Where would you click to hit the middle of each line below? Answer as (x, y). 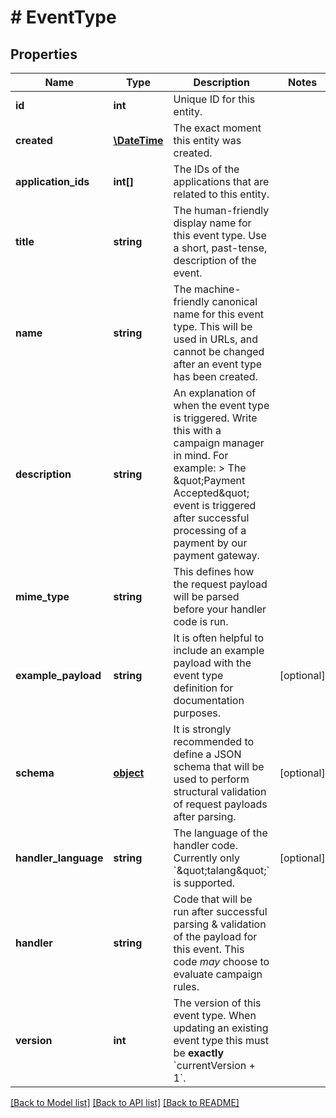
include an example (219, 650)
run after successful (220, 911)
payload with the (212, 663)
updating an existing (221, 1028)
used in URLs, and (216, 339)
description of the (215, 260)
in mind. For (201, 455)
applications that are (221, 181)
